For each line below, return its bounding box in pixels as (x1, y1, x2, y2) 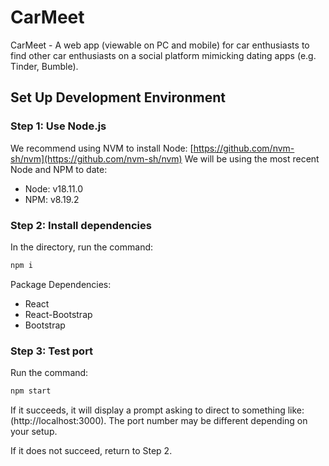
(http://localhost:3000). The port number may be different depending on (10, 414, 308, 426)
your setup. (10, 425, 58, 437)
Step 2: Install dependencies (10, 218, 152, 232)
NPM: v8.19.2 (24, 193, 80, 205)
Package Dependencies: (10, 278, 112, 290)
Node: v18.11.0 (24, 182, 84, 195)
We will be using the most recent (184, 152, 320, 165)
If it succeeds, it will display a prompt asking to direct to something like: (10, 404, 305, 416)
